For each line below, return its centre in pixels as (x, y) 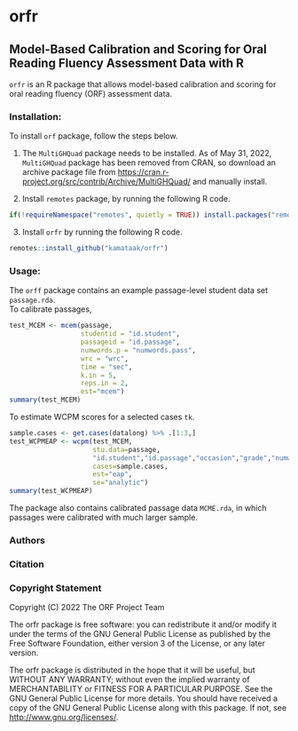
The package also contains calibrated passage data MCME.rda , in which (138, 508)
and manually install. (230, 182)
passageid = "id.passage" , (130, 342)
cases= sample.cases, (130, 466)
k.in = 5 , (98, 375)
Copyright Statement (55, 588)
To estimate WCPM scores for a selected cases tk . (102, 417)
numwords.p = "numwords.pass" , (138, 350)
